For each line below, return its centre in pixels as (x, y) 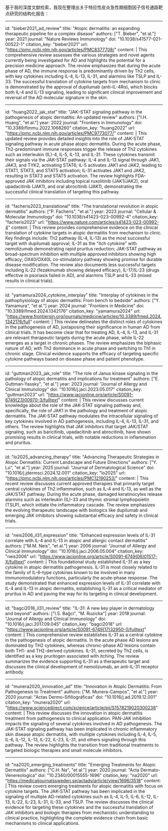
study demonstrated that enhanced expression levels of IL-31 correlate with (83, 583)
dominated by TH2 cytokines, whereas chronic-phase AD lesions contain (80, 645)
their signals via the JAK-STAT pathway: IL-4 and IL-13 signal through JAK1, (82, 160)
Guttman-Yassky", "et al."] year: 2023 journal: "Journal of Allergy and (76, 384)
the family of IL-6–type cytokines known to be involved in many (70, 572)
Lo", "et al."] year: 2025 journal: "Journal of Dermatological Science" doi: (80, 468)
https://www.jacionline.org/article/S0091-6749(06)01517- (98, 557)
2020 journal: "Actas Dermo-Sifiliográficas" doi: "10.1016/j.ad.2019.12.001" (81, 697)
